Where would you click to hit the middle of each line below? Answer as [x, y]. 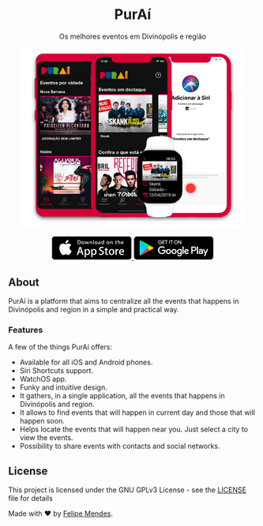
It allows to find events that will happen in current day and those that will [137, 412]
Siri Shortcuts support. [56, 371]
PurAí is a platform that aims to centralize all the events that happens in [124, 301]
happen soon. [42, 421]
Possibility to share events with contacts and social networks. [120, 446]
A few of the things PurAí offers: [60, 347]
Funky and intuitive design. [64, 387]
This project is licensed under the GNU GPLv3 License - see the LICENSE [128, 490]
